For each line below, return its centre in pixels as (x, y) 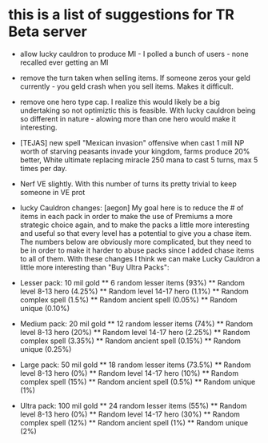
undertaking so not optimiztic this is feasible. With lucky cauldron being (138, 110)
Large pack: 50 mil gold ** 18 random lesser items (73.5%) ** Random (135, 365)
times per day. (43, 168)
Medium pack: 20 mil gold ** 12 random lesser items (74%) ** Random (136, 323)
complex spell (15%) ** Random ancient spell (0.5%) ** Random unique (138, 381)
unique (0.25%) (46, 349)
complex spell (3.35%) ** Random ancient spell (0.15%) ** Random (130, 341)
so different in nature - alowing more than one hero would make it (128, 118)
